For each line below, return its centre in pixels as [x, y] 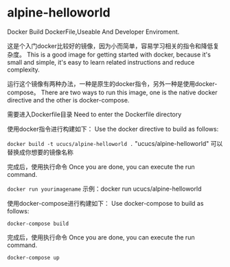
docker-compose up [33, 257]
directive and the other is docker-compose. [68, 100]
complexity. [23, 70]
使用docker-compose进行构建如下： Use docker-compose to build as [105, 203]
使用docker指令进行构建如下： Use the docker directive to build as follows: [113, 129]
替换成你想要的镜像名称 [40, 152]
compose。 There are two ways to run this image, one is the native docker [112, 92]
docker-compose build [38, 224]
